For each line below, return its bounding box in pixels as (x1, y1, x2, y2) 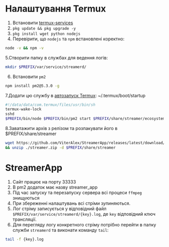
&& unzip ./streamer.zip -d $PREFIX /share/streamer (5, 145, 116, 150)
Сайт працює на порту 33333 (12, 178, 76, 184)
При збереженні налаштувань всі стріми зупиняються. (12, 200, 131, 206)
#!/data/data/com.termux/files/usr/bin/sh (5, 102, 96, 107)
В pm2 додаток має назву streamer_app (12, 184, 98, 190)
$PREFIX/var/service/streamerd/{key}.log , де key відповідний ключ (12, 211, 156, 217)
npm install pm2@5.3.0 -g (5, 83, 59, 88)
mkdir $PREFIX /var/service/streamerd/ (5, 64, 87, 70)
